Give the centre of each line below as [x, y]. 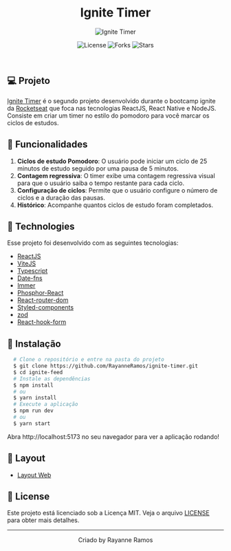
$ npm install [33, 385]
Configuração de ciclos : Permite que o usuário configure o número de [117, 190]
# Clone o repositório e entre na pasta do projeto [89, 360]
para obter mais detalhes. [43, 520]
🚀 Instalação [34, 344]
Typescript [32, 271]
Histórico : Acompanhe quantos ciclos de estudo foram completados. [115, 205]
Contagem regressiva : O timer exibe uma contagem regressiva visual [116, 175]
